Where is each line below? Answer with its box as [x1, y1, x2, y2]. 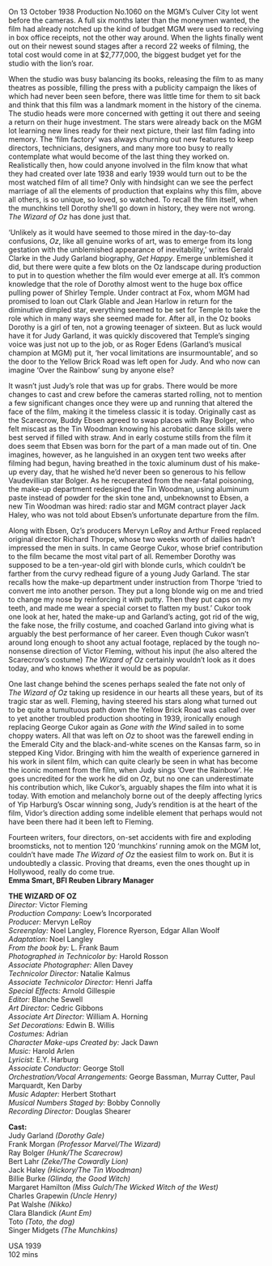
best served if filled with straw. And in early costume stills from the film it [8, 433, 251, 442]
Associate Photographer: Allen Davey [8, 960, 134, 970]
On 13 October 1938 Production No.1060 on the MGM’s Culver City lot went [8, 7, 258, 16]
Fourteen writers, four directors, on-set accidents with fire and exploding [8, 833, 252, 842]
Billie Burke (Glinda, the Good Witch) [8, 1174, 131, 1183]
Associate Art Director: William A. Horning [8, 1012, 148, 1021]
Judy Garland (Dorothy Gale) [8, 1131, 105, 1140]
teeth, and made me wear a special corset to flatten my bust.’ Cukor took [8, 603, 251, 612]
